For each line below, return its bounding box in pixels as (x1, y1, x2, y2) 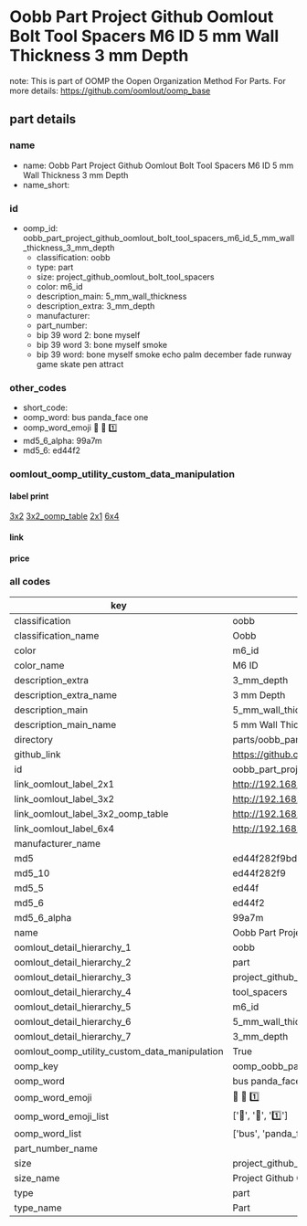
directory (14, 733, 53, 745)
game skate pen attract (36, 358, 124, 369)
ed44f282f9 (232, 866, 286, 879)
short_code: (22, 402, 69, 413)
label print (9, 491, 49, 502)
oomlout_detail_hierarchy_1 (14, 941, 132, 954)
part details (9, 111, 77, 127)
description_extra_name (14, 688, 117, 701)
